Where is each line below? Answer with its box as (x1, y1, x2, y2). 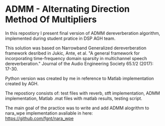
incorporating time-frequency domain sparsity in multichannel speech (5, 55, 147, 61)
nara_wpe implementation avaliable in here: (5, 110, 93, 116)
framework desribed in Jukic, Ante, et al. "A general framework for (5, 50, 140, 56)
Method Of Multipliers (5, 14, 97, 25)
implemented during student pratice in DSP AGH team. (5, 35, 116, 41)
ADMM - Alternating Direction (5, 3, 130, 15)
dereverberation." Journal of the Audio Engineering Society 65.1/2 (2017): (5, 61, 154, 66)
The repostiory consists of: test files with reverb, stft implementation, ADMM (5, 90, 160, 96)
